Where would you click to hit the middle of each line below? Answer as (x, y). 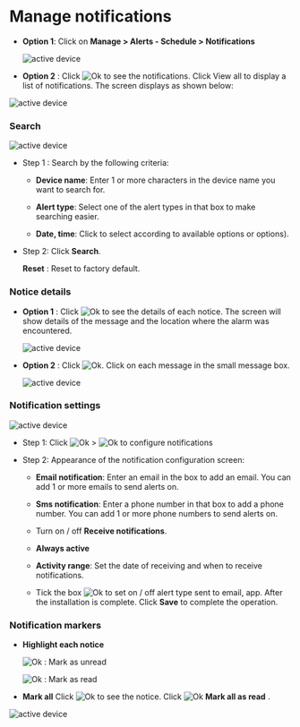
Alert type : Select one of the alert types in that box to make (146, 207)
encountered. (47, 330)
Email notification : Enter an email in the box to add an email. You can (163, 477)
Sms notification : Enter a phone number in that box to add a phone (160, 504)
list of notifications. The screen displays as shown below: (128, 85)
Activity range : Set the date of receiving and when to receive (149, 565)
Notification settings (55, 406)
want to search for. (70, 190)
